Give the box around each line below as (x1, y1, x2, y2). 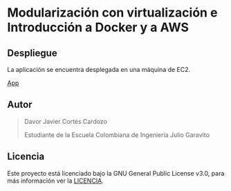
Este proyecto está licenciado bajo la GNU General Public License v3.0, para (7, 169, 225, 177)
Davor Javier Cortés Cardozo (24, 117, 107, 125)
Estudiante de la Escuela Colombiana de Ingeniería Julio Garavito (24, 130, 210, 139)
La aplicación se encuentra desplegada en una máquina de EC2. (7, 66, 191, 73)
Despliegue (7, 47, 57, 59)
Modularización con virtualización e (7, 5, 218, 21)
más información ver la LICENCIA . (7, 176, 104, 185)
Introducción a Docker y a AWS (7, 19, 189, 35)
